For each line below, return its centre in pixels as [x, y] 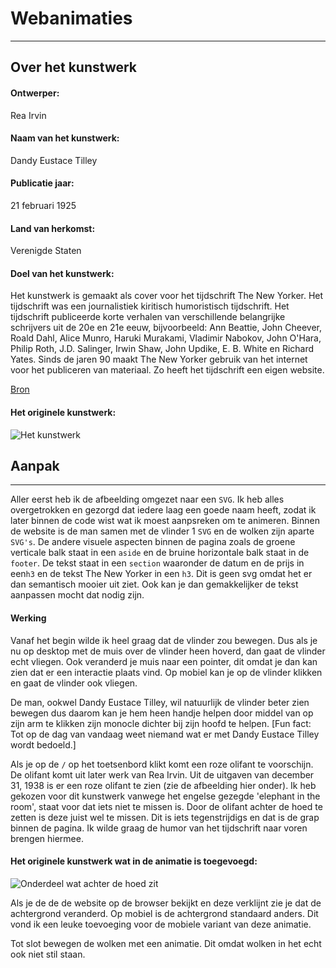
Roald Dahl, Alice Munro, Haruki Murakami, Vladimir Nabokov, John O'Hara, [166, 338]
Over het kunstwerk [74, 67]
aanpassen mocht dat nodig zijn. [77, 595]
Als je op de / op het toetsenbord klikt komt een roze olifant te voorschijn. [162, 764]
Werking [28, 618]
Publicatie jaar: [42, 183]
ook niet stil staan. [48, 954]
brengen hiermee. [47, 838]
